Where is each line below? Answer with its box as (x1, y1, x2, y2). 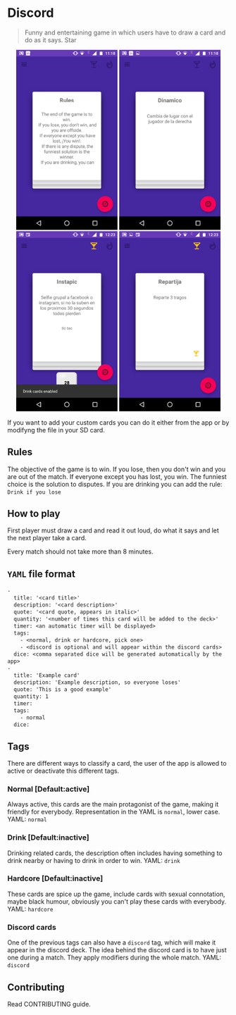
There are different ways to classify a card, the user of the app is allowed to (7, 759, 227, 767)
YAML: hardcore (7, 904, 54, 913)
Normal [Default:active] (7, 784, 90, 794)
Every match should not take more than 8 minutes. (7, 547, 154, 556)
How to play (7, 507, 61, 519)
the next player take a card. (7, 534, 87, 542)
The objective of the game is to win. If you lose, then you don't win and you (7, 465, 226, 473)
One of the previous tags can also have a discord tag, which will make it (7, 938, 216, 947)
